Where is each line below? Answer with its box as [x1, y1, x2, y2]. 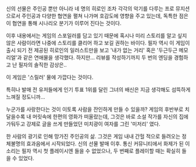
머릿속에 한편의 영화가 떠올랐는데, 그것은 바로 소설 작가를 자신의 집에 [32, 113, 189, 120]
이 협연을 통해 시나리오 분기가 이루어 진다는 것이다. [6, 20, 122, 26]
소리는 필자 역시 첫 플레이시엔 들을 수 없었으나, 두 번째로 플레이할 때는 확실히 [6, 148, 181, 154]
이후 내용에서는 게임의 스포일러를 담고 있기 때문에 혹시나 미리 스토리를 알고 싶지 [6, 32, 187, 39]
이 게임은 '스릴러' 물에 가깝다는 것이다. [6, 74, 94, 81]
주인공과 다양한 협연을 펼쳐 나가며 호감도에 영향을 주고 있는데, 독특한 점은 [21, 12, 189, 19]
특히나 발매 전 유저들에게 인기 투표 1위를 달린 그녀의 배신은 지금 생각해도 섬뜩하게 [6, 86, 191, 93]
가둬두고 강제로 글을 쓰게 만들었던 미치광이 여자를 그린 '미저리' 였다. [6, 120, 161, 127]
